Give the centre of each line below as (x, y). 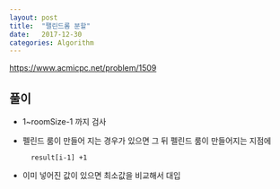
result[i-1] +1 (59, 158)
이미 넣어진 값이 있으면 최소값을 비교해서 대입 (101, 176)
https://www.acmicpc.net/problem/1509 (83, 68)
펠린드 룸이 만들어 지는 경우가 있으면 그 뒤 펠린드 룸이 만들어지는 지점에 (147, 141)
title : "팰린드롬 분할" (50, 26)
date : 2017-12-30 (46, 34)
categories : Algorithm (52, 43)
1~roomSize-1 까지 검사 (64, 122)
